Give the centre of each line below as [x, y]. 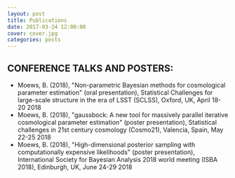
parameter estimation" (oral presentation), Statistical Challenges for [115, 93]
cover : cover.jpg [33, 33]
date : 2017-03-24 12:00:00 [47, 27]
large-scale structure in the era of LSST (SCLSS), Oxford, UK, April [114, 100]
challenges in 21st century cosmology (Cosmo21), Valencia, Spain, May [120, 130]
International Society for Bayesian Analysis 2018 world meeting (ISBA [117, 159]
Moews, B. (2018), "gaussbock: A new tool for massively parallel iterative [123, 115]
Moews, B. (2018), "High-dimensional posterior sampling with [106, 144]
